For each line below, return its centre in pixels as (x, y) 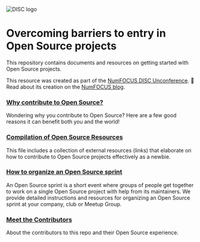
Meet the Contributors (39, 219)
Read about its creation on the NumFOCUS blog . (66, 87)
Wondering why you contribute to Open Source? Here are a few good (91, 115)
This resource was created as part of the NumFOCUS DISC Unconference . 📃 (100, 80)
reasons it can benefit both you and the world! (63, 122)
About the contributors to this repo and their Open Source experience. (93, 232)
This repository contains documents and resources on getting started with (98, 62)
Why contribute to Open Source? (55, 102)
